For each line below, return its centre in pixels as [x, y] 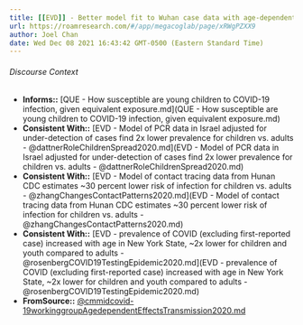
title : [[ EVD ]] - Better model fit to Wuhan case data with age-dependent [153, 18]
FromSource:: [49, 301]
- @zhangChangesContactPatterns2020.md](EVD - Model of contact [151, 196]
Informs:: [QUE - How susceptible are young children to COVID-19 [146, 99]
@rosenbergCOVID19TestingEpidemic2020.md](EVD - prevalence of [150, 263]
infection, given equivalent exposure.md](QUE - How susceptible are [150, 109]
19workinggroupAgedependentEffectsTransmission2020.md [134, 311]
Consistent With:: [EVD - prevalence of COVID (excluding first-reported [156, 234]
